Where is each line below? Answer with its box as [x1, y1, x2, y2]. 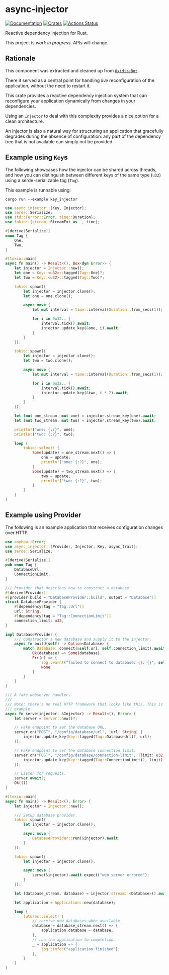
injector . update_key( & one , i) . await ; [41, 325, 121, 330]
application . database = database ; [41, 928, 114, 933]
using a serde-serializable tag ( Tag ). [5, 177, 79, 183]
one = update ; [41, 455, 71, 460]
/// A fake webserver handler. [5, 692, 71, 697]
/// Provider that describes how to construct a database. [5, 585, 132, 590]
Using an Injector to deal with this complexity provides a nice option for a [5, 113, 159, 119]
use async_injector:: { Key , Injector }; [5, 205, 87, 211]
